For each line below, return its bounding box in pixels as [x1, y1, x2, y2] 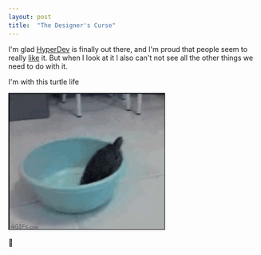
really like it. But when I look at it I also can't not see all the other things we [8, 53, 254, 62]
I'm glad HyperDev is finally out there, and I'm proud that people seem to [8, 44, 248, 54]
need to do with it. [8, 61, 68, 71]
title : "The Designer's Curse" [8, 21, 116, 30]
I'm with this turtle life [8, 77, 80, 86]
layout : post [8, 13, 52, 21]
